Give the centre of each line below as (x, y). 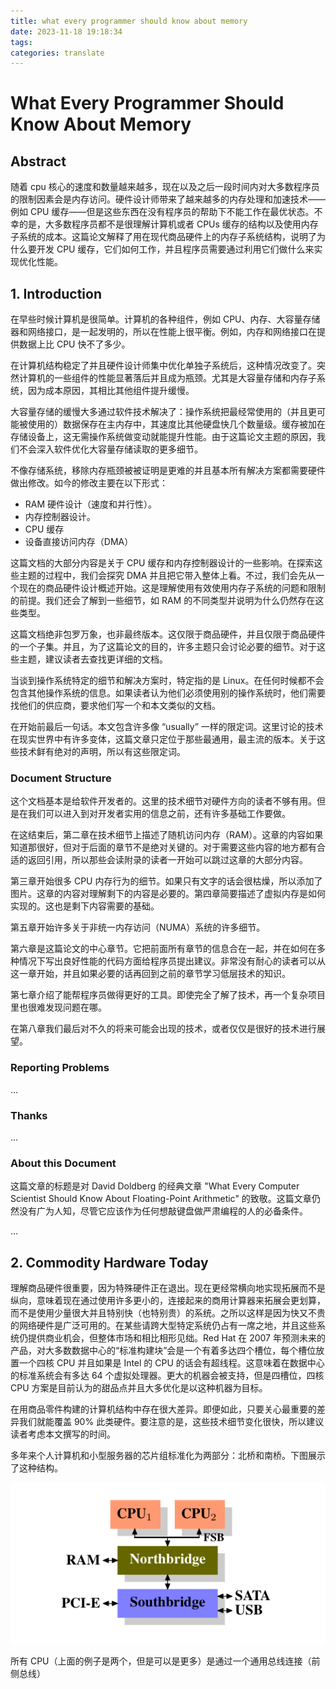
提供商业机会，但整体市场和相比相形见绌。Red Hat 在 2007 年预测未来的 (176, 1338)
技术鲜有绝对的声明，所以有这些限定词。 (102, 752)
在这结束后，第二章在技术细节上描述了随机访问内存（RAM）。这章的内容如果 (167, 835)
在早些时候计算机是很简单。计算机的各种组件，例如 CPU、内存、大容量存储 (165, 319)
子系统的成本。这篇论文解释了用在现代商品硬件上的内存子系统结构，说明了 (163, 237)
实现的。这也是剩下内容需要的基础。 (85, 906)
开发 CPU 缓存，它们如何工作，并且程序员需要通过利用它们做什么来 (175, 249)
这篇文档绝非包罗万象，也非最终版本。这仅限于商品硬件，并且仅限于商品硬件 (168, 634)
